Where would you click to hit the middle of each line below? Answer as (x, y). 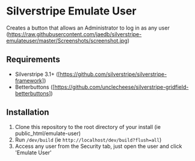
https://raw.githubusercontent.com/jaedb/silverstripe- (75, 34)
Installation (28, 112)
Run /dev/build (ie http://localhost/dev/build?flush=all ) (88, 139)
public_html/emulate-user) (48, 133)
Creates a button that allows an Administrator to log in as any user (88, 28)
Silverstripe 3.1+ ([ (37, 74)
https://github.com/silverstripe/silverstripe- (113, 74)
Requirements (33, 59)
